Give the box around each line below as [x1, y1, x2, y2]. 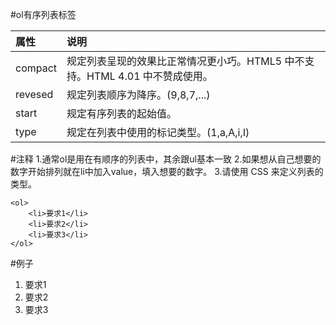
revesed [15, 88, 54, 101]
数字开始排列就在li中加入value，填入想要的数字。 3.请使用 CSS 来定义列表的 [10, 166, 324, 177]
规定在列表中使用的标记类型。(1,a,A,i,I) [66, 126, 250, 139]
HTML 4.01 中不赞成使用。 [86, 69, 213, 83]
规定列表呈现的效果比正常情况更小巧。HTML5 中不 [66, 54, 305, 68]
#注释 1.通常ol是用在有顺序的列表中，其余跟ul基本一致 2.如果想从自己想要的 [10, 153, 322, 165]
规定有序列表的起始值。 [66, 107, 178, 120]
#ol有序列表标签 [10, 9, 77, 20]
